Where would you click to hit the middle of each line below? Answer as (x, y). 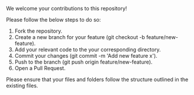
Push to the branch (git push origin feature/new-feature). (83, 62)
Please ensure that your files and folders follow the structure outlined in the (97, 79)
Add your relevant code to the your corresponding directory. (88, 50)
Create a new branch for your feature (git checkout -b (80, 37)
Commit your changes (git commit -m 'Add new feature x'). (86, 56)
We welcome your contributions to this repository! (67, 8)
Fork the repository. (39, 31)
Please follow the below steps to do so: (53, 20)
